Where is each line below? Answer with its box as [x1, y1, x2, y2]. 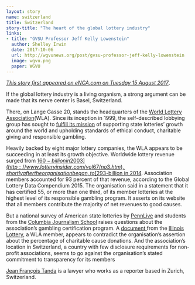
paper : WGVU [11, 63, 41, 69]
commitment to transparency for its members [6, 256, 115, 263]
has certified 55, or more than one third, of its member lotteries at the [6, 189, 173, 196]
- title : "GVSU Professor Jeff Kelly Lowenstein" [6, 36, 130, 42]
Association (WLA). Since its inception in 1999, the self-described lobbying [6, 115, 186, 122]
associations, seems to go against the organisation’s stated [20, 250, 163, 257]
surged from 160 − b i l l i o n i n [6, 157, 70, 165]
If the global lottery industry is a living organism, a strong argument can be [6, 90, 186, 98]
